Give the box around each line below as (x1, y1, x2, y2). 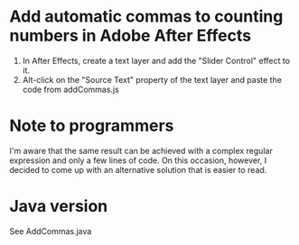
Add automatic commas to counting (9, 6, 284, 27)
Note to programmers (9, 115, 174, 136)
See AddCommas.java (9, 225, 92, 236)
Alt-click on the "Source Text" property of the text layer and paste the (22, 74, 283, 85)
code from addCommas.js (22, 84, 119, 95)
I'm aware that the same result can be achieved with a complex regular (9, 145, 273, 156)
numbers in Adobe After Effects (9, 25, 251, 46)
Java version (9, 196, 108, 217)
